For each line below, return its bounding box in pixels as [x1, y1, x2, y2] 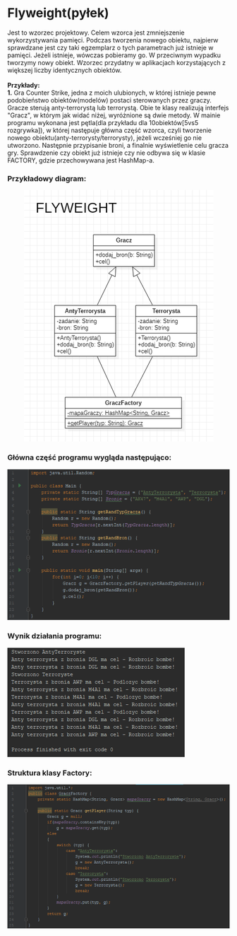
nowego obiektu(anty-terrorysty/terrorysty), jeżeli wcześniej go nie [7, 133, 202, 142]
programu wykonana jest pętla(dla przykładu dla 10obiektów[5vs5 [7, 118, 199, 127]
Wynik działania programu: [7, 631, 102, 641]
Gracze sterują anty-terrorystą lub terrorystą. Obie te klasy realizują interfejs [7, 103, 229, 112]
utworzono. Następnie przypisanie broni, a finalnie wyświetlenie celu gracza [7, 141, 229, 149]
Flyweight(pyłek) [7, 5, 109, 21]
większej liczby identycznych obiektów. [7, 66, 122, 74]
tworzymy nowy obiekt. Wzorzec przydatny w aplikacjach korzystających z [7, 58, 226, 66]
